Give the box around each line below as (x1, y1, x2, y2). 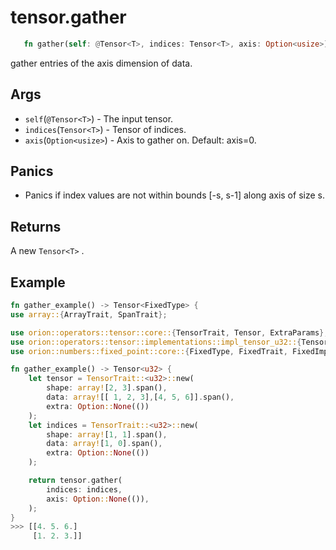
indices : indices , (46, 484, 123, 495)
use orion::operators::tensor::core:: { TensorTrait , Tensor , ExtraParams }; (10, 327, 329, 338)
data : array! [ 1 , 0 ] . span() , (46, 439, 163, 449)
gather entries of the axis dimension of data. (10, 57, 193, 69)
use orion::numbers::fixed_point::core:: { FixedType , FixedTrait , (10, 346, 288, 356)
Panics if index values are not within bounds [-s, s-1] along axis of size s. (24, 189, 325, 201)
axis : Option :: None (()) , (46, 494, 150, 504)
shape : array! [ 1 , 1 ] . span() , (46, 429, 168, 440)
